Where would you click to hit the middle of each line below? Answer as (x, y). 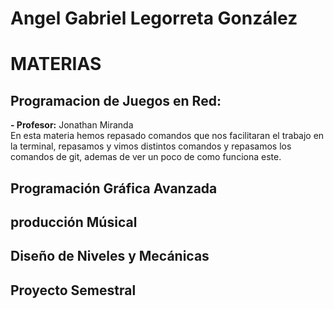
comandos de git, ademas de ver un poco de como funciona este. (146, 157)
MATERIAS (56, 64)
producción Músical (74, 222)
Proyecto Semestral (73, 290)
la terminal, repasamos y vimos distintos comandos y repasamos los (151, 146)
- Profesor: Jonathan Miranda (72, 125)
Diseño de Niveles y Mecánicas (110, 256)
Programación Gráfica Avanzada (114, 188)
